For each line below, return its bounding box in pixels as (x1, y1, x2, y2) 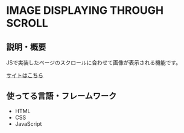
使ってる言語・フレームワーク (6, 91, 117, 101)
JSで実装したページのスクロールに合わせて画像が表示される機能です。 (6, 59, 182, 66)
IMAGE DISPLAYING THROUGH (6, 4, 164, 17)
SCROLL (6, 16, 48, 30)
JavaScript (14, 120, 42, 127)
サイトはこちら (6, 72, 43, 79)
